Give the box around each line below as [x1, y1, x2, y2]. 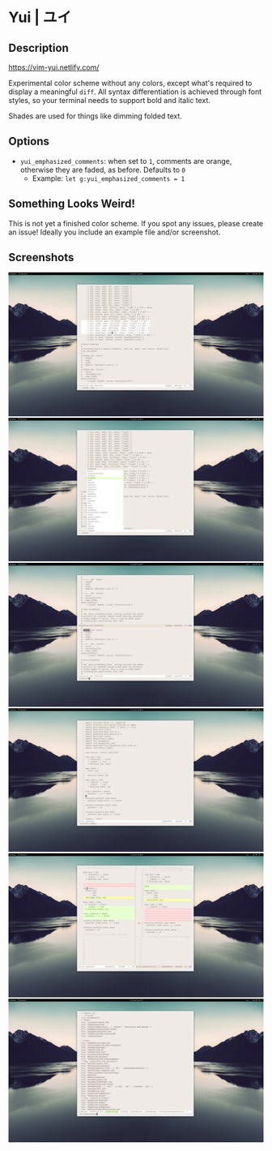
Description [8, 41, 69, 54]
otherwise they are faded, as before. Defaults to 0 [19, 165, 186, 174]
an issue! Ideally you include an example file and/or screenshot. [8, 227, 221, 237]
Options [8, 135, 50, 148]
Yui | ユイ [8, 8, 72, 27]
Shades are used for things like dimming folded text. [8, 111, 182, 121]
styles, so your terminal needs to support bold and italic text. [8, 96, 210, 105]
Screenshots [8, 251, 74, 264]
